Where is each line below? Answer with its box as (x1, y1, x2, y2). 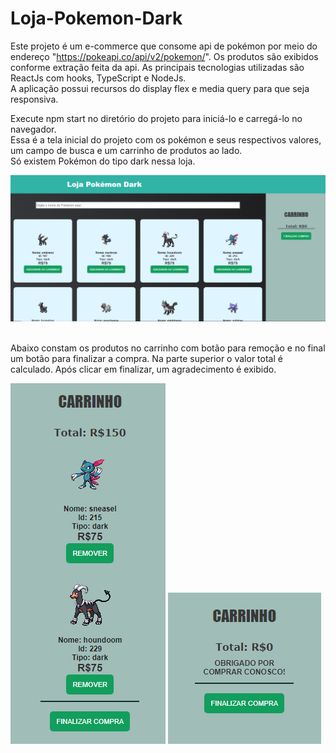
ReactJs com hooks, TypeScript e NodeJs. (10, 72, 187, 84)
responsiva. (10, 93, 59, 105)
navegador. (10, 123, 57, 135)
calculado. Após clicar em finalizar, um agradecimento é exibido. (10, 363, 277, 375)
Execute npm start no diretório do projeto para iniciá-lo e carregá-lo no (10, 112, 303, 124)
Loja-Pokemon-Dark (10, 7, 183, 30)
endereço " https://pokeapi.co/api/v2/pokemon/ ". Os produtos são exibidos (10, 50, 319, 62)
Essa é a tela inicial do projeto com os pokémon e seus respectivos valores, (10, 133, 322, 146)
